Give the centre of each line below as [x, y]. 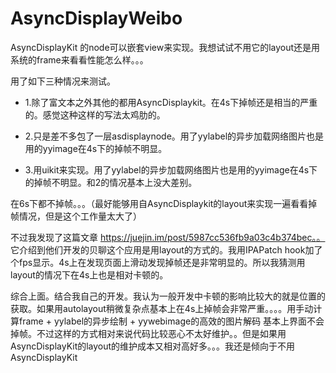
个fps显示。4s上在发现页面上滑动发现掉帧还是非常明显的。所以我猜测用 [158, 262]
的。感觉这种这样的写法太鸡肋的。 [95, 114]
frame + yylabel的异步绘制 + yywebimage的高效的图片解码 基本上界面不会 [171, 321]
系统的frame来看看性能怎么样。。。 [79, 59]
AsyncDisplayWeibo [96, 18]
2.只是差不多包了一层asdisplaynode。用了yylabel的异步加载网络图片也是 [174, 136]
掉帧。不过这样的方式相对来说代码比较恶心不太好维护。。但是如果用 [148, 333]
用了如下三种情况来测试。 [63, 81]
